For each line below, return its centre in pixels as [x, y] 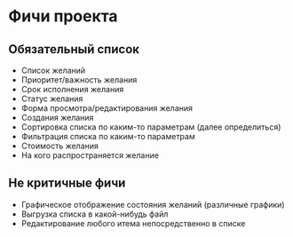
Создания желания [57, 118]
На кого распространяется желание [90, 155]
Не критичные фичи [67, 183]
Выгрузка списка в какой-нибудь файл [95, 214]
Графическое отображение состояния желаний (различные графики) [153, 204]
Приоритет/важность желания [79, 80]
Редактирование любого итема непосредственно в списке [133, 223]
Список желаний [53, 70]
